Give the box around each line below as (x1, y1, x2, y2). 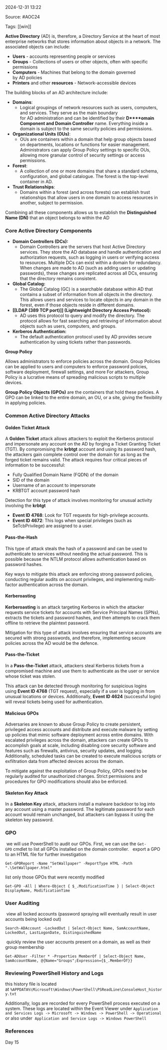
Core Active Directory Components (5, 227, 92, 234)
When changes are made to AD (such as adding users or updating (19, 265, 156, 271)
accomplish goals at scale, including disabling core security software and (5, 743, 156, 749)
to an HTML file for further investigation (5, 851, 87, 857)
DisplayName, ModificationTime (5, 888, 70, 893)
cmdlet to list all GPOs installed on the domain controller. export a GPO (13, 846, 161, 852)
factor (5, 582, 17, 588)
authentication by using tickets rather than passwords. (19, 339, 132, 345)
